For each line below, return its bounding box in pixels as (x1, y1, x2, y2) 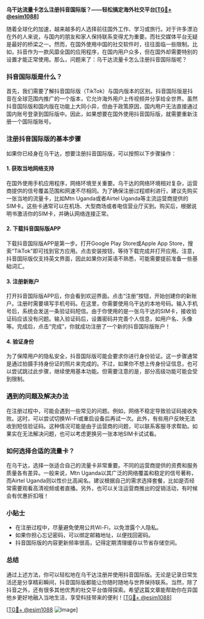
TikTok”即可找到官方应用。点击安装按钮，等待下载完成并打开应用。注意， (14, 247, 198, 255)
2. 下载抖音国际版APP (6, 225, 61, 232)
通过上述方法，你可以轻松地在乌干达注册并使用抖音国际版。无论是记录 (6, 571, 182, 578)
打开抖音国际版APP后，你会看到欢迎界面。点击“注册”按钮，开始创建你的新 (6, 292, 192, 300)
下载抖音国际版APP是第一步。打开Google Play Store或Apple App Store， (6, 240, 188, 247)
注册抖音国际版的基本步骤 (6, 135, 81, 143)
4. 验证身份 (6, 338, 35, 345)
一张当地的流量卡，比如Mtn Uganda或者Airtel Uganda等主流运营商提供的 (6, 194, 189, 202)
